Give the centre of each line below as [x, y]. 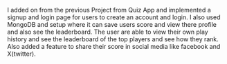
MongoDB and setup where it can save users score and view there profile [112, 24]
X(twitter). [21, 54]
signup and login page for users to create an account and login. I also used [114, 17]
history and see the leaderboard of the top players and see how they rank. [113, 39]
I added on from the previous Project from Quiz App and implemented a [109, 10]
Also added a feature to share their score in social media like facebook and [114, 46]
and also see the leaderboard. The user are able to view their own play [108, 32]
